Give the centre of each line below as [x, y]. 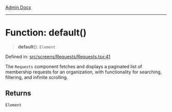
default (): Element [37, 47]
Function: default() [46, 33]
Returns [18, 93]
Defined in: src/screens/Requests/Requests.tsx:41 [58, 57]
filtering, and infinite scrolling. [37, 77]
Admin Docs [18, 7]
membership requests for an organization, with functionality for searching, [84, 72]
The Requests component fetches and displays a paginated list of [74, 66]
